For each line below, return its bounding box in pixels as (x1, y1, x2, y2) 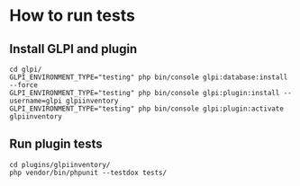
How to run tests (9, 5, 135, 26)
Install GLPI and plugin (9, 41, 138, 57)
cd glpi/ (9, 65, 42, 74)
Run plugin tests (9, 137, 103, 152)
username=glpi (9, 96, 63, 105)
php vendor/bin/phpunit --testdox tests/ (9, 168, 168, 177)
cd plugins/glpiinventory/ (9, 160, 111, 169)
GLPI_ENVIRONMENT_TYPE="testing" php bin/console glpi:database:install (9, 73, 288, 82)
